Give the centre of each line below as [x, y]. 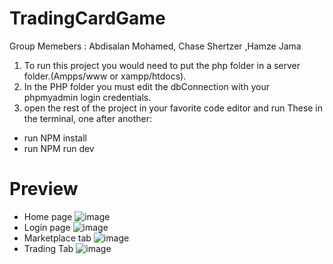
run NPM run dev [59, 148]
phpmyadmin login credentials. [87, 97]
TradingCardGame [87, 18]
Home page [48, 216]
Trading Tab [48, 248]
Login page [47, 227]
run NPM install [55, 138]
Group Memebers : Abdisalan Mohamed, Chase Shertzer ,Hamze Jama [155, 46]
